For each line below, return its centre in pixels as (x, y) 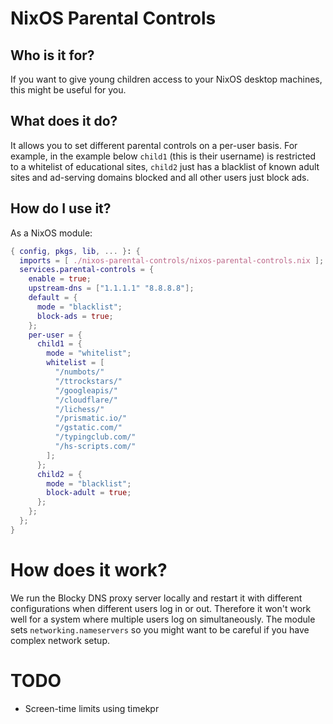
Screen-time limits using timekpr (92, 708)
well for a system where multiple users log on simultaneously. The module (163, 619)
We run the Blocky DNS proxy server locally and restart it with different (156, 598)
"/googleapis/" (86, 390)
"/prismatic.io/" (91, 418)
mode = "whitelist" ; (89, 353)
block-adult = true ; (89, 493)
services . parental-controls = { (87, 270)
